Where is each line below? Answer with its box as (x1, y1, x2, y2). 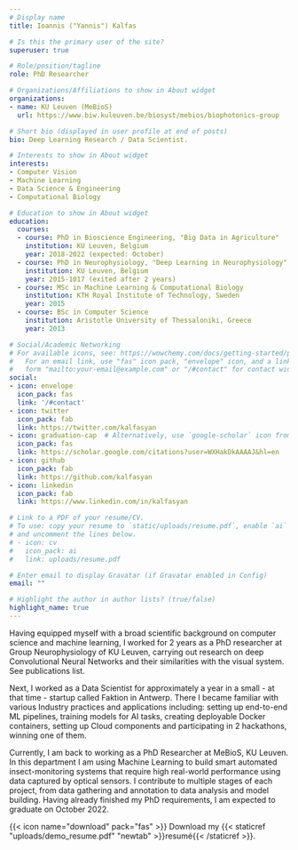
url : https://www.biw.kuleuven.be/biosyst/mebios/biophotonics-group (17, 110, 279, 120)
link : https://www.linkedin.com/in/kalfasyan (17, 497, 189, 507)
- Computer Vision (9, 168, 77, 177)
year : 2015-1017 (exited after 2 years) (25, 275, 176, 284)
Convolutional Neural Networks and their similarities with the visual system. (9, 655, 285, 667)
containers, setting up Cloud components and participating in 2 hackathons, (9, 720, 287, 731)
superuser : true (9, 45, 69, 54)
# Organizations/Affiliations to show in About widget (9, 86, 216, 95)
